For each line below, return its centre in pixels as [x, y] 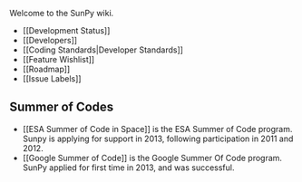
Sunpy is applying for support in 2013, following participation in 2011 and [158, 139]
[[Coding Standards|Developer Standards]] [103, 50]
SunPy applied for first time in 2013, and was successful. [128, 168]
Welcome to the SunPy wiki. [62, 13]
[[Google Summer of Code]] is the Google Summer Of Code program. [152, 158]
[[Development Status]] [66, 30]
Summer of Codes [62, 107]
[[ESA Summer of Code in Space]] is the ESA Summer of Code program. [157, 129]
